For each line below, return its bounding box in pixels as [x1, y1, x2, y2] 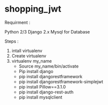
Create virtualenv [11, 52, 47, 59]
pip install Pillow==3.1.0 [18, 84, 66, 89]
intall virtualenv [11, 48, 42, 53]
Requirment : [4, 19, 30, 25]
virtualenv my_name [11, 58, 52, 64]
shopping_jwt [4, 3, 61, 15]
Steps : [4, 38, 19, 44]
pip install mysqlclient [18, 94, 63, 100]
